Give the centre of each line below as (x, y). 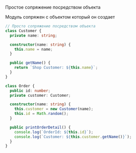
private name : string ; (33, 35)
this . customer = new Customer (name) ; (54, 109)
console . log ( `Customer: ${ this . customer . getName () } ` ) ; (73, 137)
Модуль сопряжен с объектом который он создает (60, 17)
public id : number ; (30, 91)
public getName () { (30, 63)
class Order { (20, 86)
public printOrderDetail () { (40, 127)
